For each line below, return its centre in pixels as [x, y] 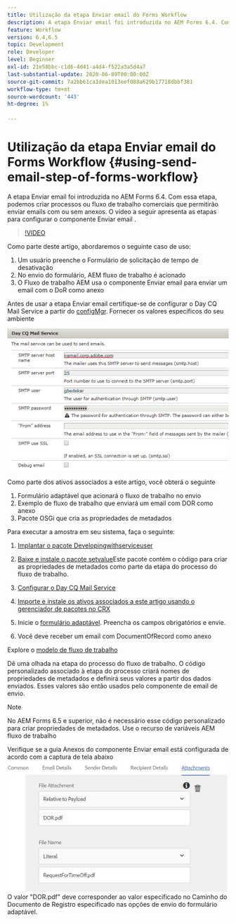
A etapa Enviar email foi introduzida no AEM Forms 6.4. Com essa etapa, [112, 197]
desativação [35, 267]
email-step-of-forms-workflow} [103, 177]
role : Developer [31, 52]
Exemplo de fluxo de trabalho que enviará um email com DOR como [115, 503]
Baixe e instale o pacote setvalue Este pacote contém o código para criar [123, 559]
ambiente [21, 318]
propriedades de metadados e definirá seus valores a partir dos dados [109, 678]
